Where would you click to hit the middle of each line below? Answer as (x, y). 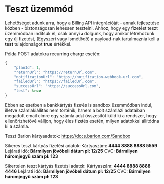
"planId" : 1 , (28, 68)
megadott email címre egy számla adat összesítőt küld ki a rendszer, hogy (81, 115)
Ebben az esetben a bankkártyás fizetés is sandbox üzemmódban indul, (79, 105)
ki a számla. (17, 126)
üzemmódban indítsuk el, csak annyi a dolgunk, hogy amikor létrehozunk (80, 33)
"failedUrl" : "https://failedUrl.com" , (55, 82)
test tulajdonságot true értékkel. (38, 44)
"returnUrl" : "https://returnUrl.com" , (55, 72)
